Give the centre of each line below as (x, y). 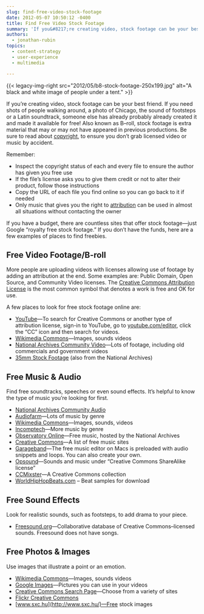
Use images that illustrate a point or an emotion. (66, 567)
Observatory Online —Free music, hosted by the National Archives (97, 436)
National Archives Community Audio (60, 410)
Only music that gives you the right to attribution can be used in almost (104, 205)
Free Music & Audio (44, 377)
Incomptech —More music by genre (59, 429)
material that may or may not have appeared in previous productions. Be (97, 129)
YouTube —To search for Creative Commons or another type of (93, 319)
